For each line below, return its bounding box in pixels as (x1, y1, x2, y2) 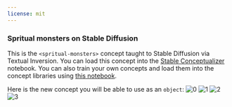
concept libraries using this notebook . (7, 71, 117, 80)
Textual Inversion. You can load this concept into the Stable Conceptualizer (7, 57, 225, 65)
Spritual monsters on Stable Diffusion (7, 33, 138, 43)
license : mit (7, 10, 46, 17)
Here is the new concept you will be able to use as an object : (7, 85, 185, 93)
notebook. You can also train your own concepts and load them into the (7, 64, 214, 72)
